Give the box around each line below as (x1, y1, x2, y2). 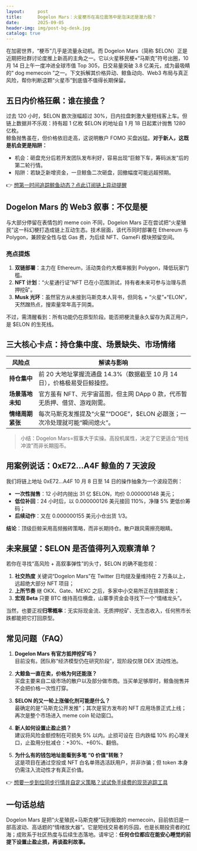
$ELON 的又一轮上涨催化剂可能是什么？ (14, 698, 110, 705)
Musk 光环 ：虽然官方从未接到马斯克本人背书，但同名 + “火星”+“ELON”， (14, 293, 191, 301)
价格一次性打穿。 (30, 685, 72, 692)
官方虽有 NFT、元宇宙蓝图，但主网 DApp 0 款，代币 (38, 389, 182, 398)
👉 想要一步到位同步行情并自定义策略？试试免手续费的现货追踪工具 (6, 779, 168, 786)
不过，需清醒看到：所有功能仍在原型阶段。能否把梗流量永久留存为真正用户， (6, 313, 191, 321)
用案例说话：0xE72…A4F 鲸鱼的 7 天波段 (6, 461, 155, 471)
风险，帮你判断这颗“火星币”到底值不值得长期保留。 (6, 77, 129, 84)
